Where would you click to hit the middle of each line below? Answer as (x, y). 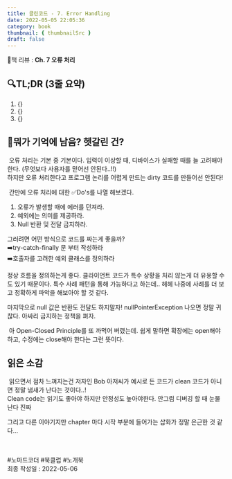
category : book (29, 26)
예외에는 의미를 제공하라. (51, 215)
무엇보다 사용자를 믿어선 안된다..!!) (70, 169)
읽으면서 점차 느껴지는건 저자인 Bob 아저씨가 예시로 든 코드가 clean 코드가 (109, 381)
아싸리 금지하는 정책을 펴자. (59, 316)
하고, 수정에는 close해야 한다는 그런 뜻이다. (66, 339)
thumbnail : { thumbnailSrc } (49, 33)
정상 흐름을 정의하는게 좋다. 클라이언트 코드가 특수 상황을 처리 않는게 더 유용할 (113, 275)
